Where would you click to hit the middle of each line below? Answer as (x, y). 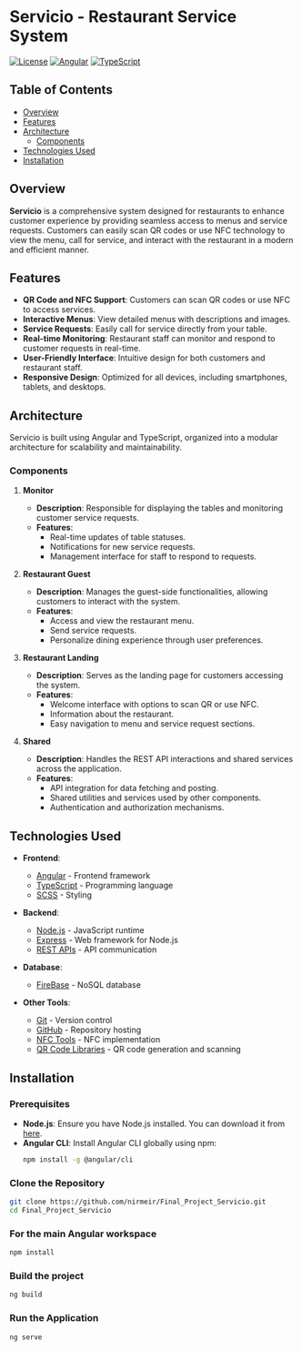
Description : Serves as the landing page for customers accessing (160, 675)
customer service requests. (87, 518)
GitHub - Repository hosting (89, 1030)
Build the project (47, 1276)
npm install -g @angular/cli (78, 1159)
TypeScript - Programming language (105, 886)
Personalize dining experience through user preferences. (156, 640)
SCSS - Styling (64, 895)
